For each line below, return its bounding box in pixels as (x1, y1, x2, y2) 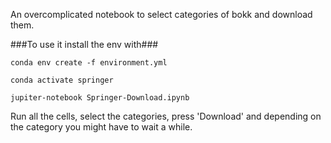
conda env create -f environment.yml (10, 58, 168, 68)
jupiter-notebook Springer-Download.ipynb (10, 93, 190, 103)
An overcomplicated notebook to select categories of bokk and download (10, 9, 313, 20)
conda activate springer (10, 75, 114, 85)
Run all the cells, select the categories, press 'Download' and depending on (10, 110, 322, 122)
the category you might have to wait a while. (10, 121, 193, 133)
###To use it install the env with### (10, 39, 159, 50)
